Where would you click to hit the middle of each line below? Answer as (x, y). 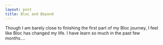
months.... (15, 38)
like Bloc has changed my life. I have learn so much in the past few (73, 33)
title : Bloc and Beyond (30, 14)
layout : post (18, 9)
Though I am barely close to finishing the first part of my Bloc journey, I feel (82, 28)
